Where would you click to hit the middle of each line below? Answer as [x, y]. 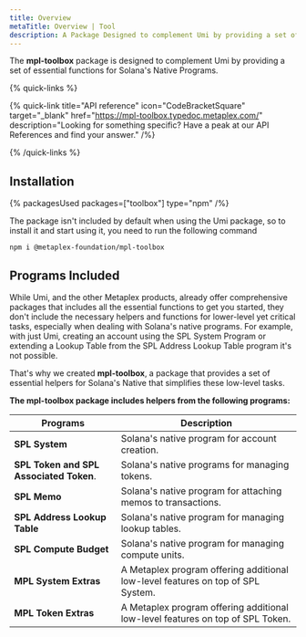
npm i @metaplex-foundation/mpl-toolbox [87, 247]
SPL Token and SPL [57, 465]
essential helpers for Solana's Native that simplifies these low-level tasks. [147, 383]
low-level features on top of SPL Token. [206, 619]
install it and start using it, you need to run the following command [133, 231]
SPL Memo [38, 496]
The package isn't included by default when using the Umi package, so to [148, 221]
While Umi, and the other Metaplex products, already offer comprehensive [149, 297]
